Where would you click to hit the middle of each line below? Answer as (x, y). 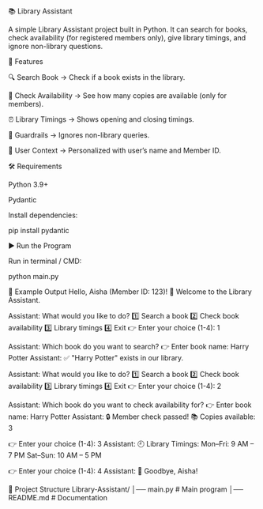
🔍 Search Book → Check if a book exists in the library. (97, 77)
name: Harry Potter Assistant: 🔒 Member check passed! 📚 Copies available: (132, 417)
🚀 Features (26, 61)
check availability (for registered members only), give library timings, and (127, 38)
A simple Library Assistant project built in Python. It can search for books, (128, 29)
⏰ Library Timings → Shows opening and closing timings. (101, 119)
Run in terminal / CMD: (45, 261)
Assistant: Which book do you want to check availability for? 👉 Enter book (130, 405)
